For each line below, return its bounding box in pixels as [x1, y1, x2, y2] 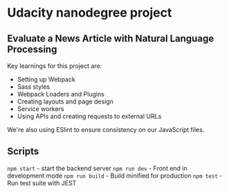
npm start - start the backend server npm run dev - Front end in [7, 164, 188, 172]
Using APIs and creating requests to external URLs [17, 112, 162, 120]
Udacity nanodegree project [7, 5, 172, 21]
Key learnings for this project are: [7, 62, 102, 70]
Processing [7, 43, 57, 55]
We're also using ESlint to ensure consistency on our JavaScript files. [7, 126, 205, 133]
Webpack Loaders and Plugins [17, 90, 105, 98]
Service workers [17, 105, 64, 112]
